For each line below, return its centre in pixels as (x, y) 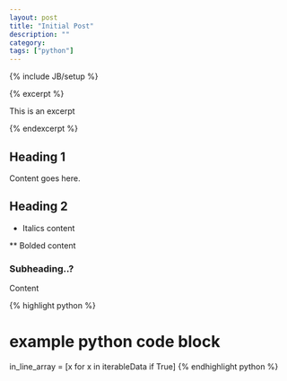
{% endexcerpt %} (44, 129)
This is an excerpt (42, 111)
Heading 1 (37, 156)
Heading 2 (39, 207)
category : (28, 43)
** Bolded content (43, 245)
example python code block (115, 342)
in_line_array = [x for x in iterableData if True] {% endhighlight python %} (144, 366)
